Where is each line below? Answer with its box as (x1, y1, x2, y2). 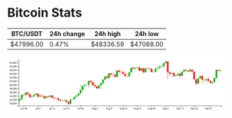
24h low (134, 30, 159, 38)
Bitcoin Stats (7, 5, 83, 21)
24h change (49, 30, 85, 38)
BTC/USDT (11, 30, 43, 38)
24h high (94, 30, 122, 38)
